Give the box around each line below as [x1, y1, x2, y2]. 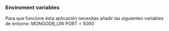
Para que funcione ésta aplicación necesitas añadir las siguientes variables [5, 15, 164, 21]
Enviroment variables [5, 4, 60, 11]
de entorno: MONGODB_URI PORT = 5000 [5, 20, 94, 26]
